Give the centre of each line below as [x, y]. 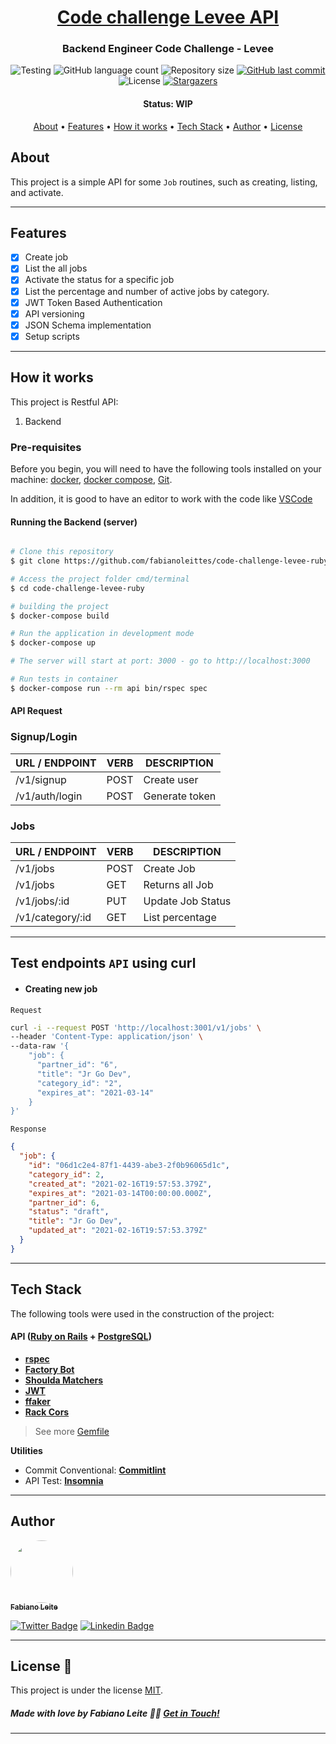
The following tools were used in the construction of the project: [142, 1313]
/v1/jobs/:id [42, 901]
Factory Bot [49, 1369]
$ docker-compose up [53, 643]
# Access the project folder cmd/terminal [100, 579]
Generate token [180, 796]
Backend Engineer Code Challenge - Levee [168, 49]
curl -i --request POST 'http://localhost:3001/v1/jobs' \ [136, 1027]
